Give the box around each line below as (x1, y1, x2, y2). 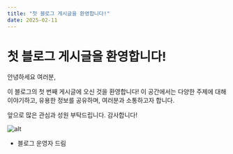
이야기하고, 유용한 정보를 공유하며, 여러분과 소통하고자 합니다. (7, 96, 175, 105)
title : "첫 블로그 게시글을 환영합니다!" (7, 10, 110, 17)
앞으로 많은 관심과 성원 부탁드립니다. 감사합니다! (7, 111, 138, 119)
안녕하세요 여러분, (7, 73, 57, 81)
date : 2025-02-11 (7, 17, 58, 24)
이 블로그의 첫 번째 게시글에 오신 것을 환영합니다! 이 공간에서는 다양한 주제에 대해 (7, 87, 227, 96)
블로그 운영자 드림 (17, 139, 66, 148)
